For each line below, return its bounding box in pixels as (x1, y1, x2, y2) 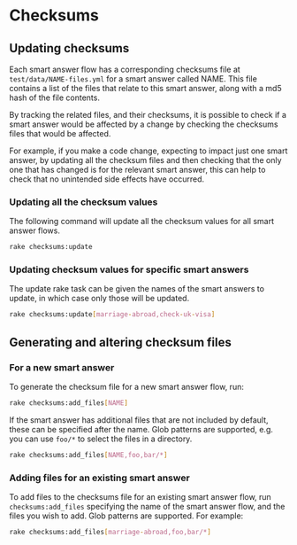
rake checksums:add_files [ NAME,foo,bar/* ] (9, 450, 168, 459)
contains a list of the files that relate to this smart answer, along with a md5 (9, 83, 282, 93)
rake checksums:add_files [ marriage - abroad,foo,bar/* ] (9, 528, 212, 537)
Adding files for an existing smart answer (9, 471, 190, 484)
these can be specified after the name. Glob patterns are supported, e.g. (9, 424, 274, 434)
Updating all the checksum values (9, 196, 158, 208)
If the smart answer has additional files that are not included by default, (9, 414, 269, 425)
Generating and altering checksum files (9, 334, 232, 350)
